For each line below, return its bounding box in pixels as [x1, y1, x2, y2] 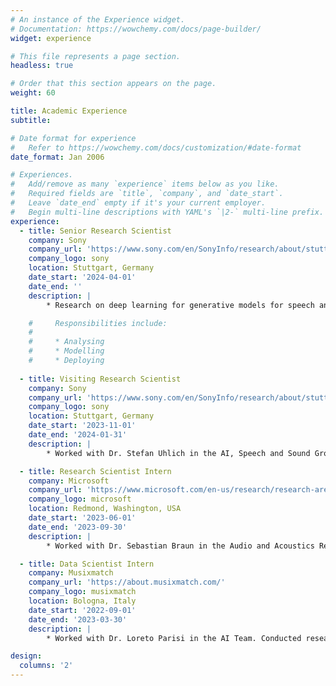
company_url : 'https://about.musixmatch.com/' [28, 577, 226, 588]
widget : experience [10, 33, 92, 43]
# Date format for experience [10, 133, 137, 143]
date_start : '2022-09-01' [28, 605, 137, 615]
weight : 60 [10, 88, 56, 98]
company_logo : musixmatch [28, 587, 137, 597]
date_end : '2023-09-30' [28, 522, 128, 532]
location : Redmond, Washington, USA [28, 504, 182, 514]
